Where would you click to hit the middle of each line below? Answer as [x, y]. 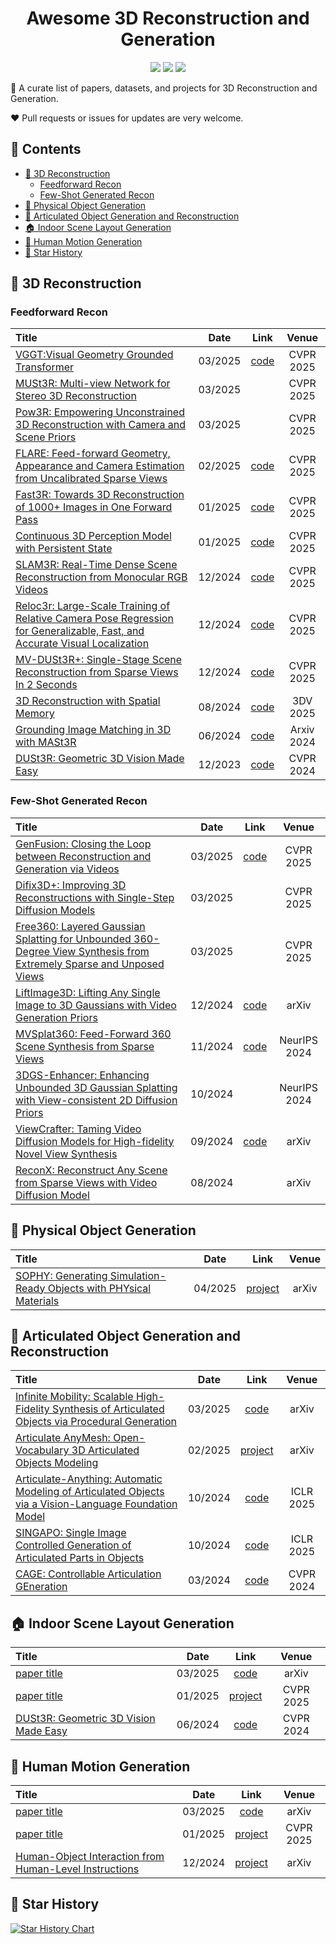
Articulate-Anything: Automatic [89, 1479]
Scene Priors [46, 437]
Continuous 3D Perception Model [93, 536]
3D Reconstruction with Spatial [88, 701]
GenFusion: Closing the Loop [83, 844]
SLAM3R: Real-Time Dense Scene [96, 565]
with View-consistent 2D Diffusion [96, 1100]
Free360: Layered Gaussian [80, 926]
